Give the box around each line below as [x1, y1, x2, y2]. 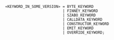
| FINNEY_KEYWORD [62, 8, 98, 13]
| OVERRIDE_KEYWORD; [62, 30, 105, 35]
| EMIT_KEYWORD [62, 26, 94, 31]
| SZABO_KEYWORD [62, 13, 96, 18]
